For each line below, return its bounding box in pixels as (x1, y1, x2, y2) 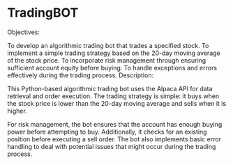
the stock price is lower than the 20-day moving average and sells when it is (7, 99, 227, 107)
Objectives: (7, 28, 40, 36)
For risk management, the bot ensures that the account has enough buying (7, 120, 223, 128)
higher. (7, 107, 28, 115)
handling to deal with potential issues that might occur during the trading (7, 142, 216, 150)
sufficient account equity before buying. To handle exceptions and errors (7, 63, 218, 72)
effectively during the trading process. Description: (7, 71, 154, 79)
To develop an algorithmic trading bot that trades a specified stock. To (7, 41, 209, 49)
